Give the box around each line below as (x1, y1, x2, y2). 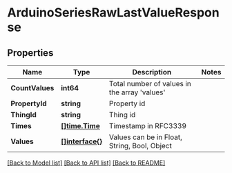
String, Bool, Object (109, 141, 173, 150)
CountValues (10, 83, 55, 92)
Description (132, 68, 172, 77)
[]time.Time (61, 121, 100, 130)
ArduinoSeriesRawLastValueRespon (7, 5, 220, 21)
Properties (7, 47, 54, 59)
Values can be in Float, (109, 132, 183, 142)
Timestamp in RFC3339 (109, 121, 187, 130)
